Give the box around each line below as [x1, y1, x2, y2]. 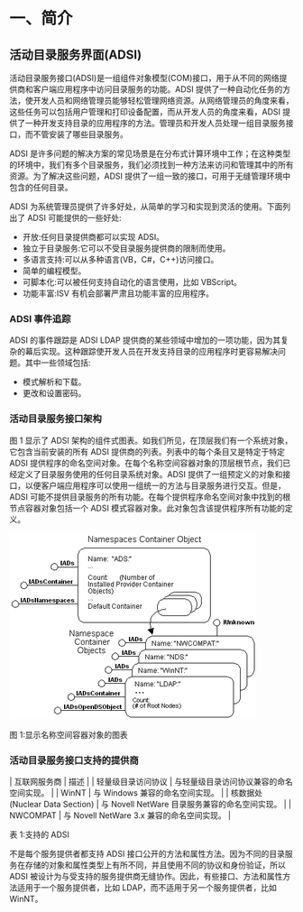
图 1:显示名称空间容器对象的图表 [9, 729, 128, 740]
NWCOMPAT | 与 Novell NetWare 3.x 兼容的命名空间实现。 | [9, 809, 232, 821]
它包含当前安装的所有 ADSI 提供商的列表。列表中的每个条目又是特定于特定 [9, 446, 286, 456]
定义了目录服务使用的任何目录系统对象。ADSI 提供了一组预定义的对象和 [16, 468, 283, 479]
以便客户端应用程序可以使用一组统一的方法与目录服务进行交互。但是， [24, 480, 286, 491]
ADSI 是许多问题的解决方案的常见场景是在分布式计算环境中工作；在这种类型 [9, 148, 291, 159]
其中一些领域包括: [24, 357, 92, 368]
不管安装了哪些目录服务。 [32, 129, 128, 140]
